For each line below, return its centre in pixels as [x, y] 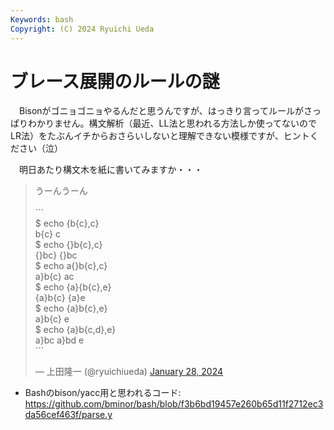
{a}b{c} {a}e [60, 298]
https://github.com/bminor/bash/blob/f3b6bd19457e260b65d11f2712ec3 [174, 404]
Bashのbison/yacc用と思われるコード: [103, 393]
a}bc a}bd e [59, 340]
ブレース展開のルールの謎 [115, 81]
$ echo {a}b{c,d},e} [75, 330]
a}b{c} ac [54, 277]
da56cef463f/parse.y [68, 415]
